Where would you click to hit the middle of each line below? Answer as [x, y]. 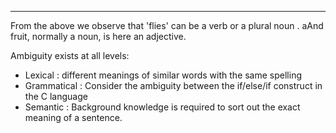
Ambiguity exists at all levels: [70, 55]
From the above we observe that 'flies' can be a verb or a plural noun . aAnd [167, 25]
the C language [56, 96]
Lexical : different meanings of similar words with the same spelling [163, 75]
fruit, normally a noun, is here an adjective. [98, 36]
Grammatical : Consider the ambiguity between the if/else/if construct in [173, 85]
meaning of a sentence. [73, 117]
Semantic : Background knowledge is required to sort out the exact [162, 107]
